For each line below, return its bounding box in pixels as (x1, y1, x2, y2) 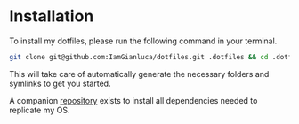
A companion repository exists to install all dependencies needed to (9, 95, 258, 105)
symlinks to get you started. (9, 78, 111, 89)
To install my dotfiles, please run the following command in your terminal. (9, 35, 278, 46)
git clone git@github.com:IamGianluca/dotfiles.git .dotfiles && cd (9, 52, 269, 61)
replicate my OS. (9, 105, 70, 115)
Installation (9, 6, 94, 27)
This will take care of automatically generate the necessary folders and (9, 68, 270, 79)
